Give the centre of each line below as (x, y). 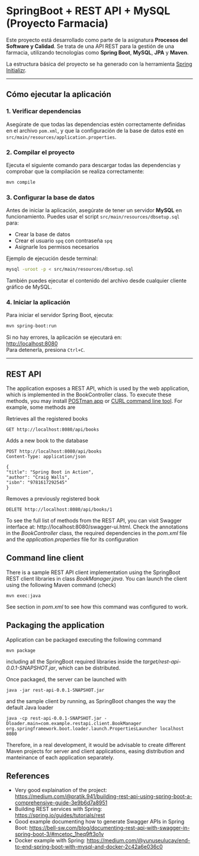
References (28, 776)
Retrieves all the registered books (47, 418)
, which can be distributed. (88, 668)
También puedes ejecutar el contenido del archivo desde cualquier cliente (96, 280)
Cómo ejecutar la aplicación (59, 94)
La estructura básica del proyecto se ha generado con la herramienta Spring (99, 64)
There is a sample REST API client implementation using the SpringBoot (93, 572)
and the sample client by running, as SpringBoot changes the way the (91, 701)
